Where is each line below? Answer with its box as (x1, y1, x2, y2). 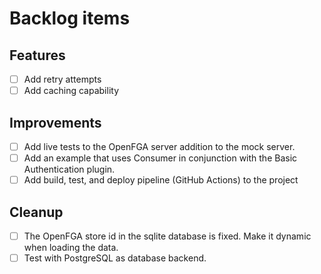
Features (9, 47, 66, 64)
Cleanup (9, 203, 64, 221)
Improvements (9, 114, 102, 131)
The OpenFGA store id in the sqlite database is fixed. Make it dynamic (23, 230, 312, 242)
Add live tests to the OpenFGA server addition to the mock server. (23, 140, 296, 152)
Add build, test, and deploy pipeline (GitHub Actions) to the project (23, 174, 299, 186)
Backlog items (9, 7, 131, 30)
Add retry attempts (23, 73, 102, 85)
